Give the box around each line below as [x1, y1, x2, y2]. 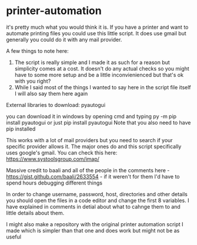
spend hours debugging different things [6, 179, 103, 186]
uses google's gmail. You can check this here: [6, 149, 118, 156]
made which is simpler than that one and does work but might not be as [6, 227, 180, 234]
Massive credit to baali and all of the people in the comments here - [6, 166, 170, 174]
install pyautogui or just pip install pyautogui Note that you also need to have [6, 119, 191, 126]
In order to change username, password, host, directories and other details [6, 190, 188, 197]
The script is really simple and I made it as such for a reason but [14, 59, 171, 66]
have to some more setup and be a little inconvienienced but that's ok [14, 71, 184, 78]
